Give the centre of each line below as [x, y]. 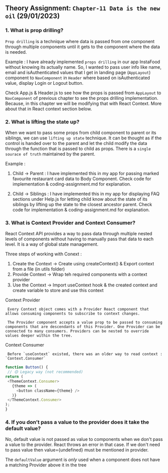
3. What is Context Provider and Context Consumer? [70, 223]
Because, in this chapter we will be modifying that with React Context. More [83, 103]
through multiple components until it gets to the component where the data [83, 47]
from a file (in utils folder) [39, 269]
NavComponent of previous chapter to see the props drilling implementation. [82, 98]
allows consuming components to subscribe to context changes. [73, 314]
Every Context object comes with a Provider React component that [78, 309]
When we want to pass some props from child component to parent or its [81, 132]
